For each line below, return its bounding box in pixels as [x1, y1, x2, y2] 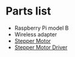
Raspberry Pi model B [14, 24, 69, 32]
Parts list [5, 4, 51, 18]
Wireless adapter [14, 30, 57, 38]
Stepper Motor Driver [14, 44, 68, 51]
